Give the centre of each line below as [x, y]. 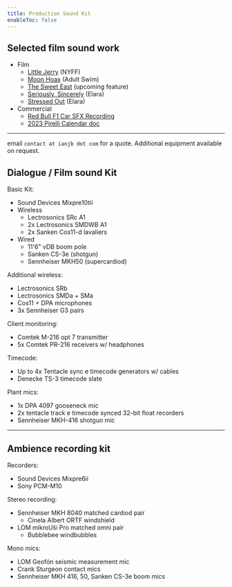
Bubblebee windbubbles [62, 534]
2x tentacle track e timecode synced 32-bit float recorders [100, 413]
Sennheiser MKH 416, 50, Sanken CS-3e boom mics [91, 576]
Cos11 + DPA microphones [55, 303]
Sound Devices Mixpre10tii [55, 203]
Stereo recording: [32, 499]
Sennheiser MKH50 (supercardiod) [77, 262]
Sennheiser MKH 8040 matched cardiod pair [81, 512]
